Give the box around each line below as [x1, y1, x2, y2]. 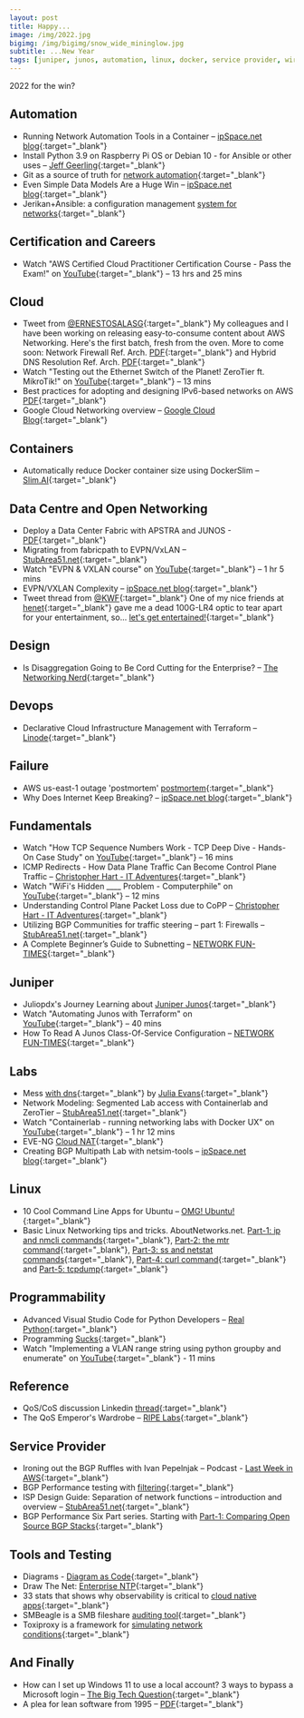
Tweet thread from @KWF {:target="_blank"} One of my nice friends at [22, 593, 285, 604]
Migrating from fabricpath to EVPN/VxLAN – [22, 545, 187, 555]
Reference [9, 1379, 70, 1394]
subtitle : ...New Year [9, 47, 95, 56]
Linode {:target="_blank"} [22, 731, 117, 742]
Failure [9, 759, 50, 774]
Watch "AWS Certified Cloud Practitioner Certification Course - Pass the [22, 258, 291, 269]
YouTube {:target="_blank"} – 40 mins [22, 1018, 163, 1029]
